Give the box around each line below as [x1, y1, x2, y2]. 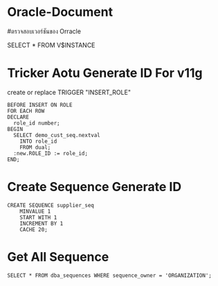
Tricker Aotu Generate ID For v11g [7, 65, 203, 81]
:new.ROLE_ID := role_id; [13, 150, 89, 157]
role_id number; [13, 119, 60, 127]
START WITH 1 [19, 214, 57, 221]
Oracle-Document [7, 4, 113, 20]
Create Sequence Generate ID [7, 179, 182, 195]
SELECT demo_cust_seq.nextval [13, 132, 100, 138]
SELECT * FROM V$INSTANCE [7, 41, 96, 49]
